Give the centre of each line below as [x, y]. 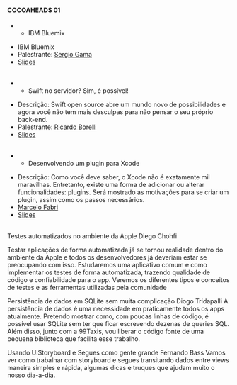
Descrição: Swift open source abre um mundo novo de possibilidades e [122, 105]
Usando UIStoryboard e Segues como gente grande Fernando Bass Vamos [116, 353]
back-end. [33, 120]
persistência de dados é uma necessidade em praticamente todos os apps [116, 309]
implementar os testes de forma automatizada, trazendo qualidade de [109, 272]
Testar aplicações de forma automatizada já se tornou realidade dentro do [115, 250]
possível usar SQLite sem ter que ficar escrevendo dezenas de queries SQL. [118, 324]
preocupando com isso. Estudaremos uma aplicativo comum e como [107, 265]
